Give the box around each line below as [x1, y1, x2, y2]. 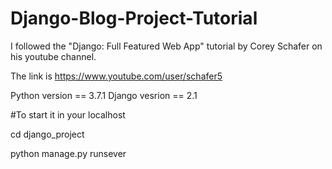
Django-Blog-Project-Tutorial [10, 7, 258, 30]
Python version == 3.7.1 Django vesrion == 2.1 [10, 89, 198, 101]
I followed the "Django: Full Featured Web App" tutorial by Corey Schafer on [10, 40, 323, 52]
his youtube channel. [10, 50, 97, 62]
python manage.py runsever [10, 147, 127, 159]
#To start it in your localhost [10, 108, 126, 121]
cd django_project [10, 128, 85, 140]
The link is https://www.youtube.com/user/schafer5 [10, 70, 223, 82]
